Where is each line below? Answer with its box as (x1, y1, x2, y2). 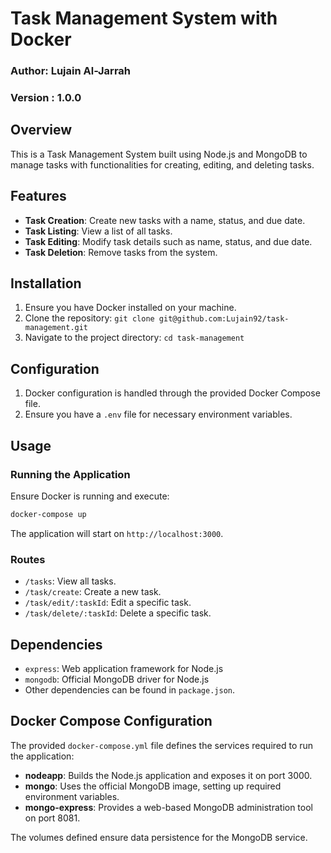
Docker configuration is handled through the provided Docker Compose (24, 387, 321, 399)
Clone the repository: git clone (24, 312, 155, 324)
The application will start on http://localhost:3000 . (10, 527, 224, 539)
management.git (24, 323, 89, 333)
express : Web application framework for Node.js (24, 662, 224, 674)
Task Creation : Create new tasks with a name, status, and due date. (24, 214, 306, 226)
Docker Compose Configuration (10, 713, 213, 730)
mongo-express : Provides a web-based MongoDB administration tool (24, 801, 313, 813)
